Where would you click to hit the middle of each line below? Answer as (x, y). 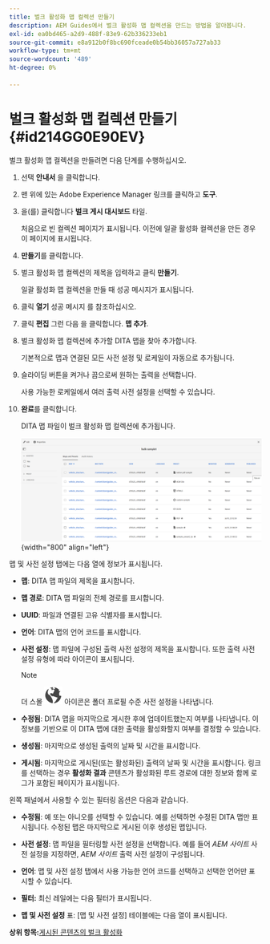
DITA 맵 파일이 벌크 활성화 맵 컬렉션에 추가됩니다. (98, 426)
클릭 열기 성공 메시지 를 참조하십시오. (79, 306)
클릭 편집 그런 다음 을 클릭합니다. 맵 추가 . (85, 323)
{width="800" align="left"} (65, 547)
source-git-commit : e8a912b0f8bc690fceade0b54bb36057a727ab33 (115, 43)
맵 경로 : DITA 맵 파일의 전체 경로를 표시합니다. (93, 598)
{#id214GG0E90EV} (77, 137)
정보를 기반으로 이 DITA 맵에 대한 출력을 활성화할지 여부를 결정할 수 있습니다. (141, 728)
